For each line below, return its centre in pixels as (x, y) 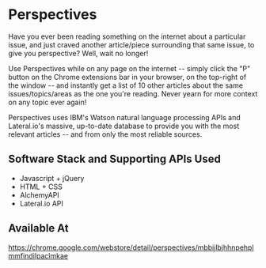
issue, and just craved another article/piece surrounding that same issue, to (131, 44)
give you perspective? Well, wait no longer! (78, 53)
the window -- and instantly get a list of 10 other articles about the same (126, 85)
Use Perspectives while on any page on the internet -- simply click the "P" (129, 68)
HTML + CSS (41, 187)
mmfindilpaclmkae (38, 255)
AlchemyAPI (39, 194)
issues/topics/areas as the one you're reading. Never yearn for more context (133, 93)
